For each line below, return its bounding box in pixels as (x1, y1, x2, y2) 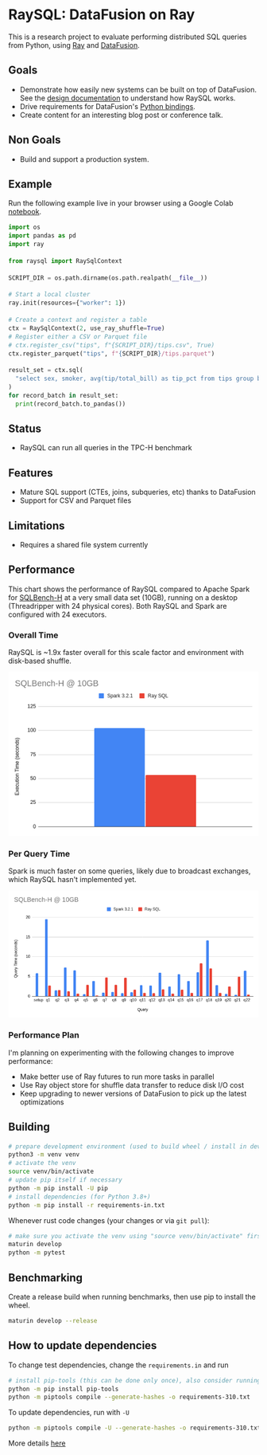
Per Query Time (8, 848, 71, 859)
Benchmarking (8, 1271, 83, 1284)
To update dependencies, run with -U (8, 1408, 130, 1418)
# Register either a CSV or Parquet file (8, 332, 148, 340)
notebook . (8, 207, 42, 217)
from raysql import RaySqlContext (8, 257, 123, 265)
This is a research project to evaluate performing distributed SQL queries (8, 32, 247, 41)
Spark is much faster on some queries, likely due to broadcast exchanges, (8, 866, 251, 876)
